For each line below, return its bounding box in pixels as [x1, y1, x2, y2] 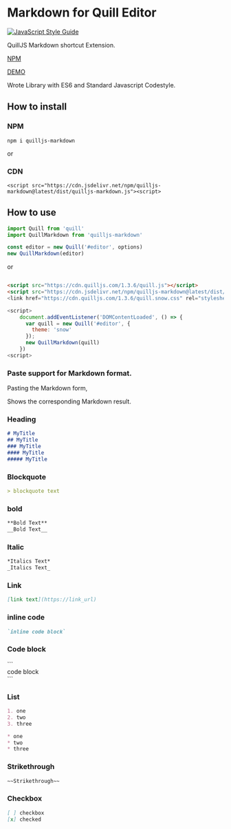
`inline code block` [7, 628, 67, 635]
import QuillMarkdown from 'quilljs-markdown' [7, 231, 143, 238]
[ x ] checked [7, 816, 41, 823]
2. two [7, 714, 26, 721]
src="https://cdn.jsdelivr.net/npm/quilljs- [32, 182, 162, 189]
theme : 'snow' [32, 326, 72, 333]
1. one [7, 708, 26, 715]
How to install [7, 101, 67, 113]
